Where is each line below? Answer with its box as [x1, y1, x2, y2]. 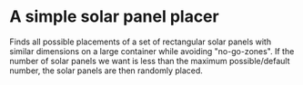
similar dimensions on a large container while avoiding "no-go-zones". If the [9, 45, 295, 56]
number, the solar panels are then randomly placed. [9, 65, 203, 76]
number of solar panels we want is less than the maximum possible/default [9, 55, 290, 66]
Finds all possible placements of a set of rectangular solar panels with [9, 36, 271, 47]
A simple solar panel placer [9, 6, 220, 27]
